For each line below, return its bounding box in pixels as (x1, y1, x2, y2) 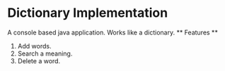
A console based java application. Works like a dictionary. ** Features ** (7, 28, 218, 37)
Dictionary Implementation (7, 5, 168, 21)
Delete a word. (17, 56, 61, 65)
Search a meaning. (17, 49, 73, 58)
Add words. (17, 41, 52, 50)
